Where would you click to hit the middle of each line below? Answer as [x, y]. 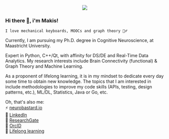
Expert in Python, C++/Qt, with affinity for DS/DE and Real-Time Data [77, 56]
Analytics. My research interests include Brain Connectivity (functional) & [81, 61]
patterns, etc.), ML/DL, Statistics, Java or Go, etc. [57, 92]
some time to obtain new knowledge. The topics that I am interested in [78, 81]
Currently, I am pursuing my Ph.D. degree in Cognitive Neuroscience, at [79, 40]
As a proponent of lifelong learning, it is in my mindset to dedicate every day [84, 76]
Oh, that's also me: [25, 102]
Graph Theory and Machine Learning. [44, 66]
